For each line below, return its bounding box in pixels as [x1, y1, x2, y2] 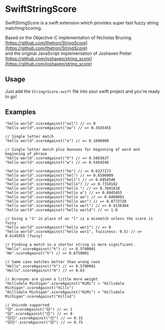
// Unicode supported [5, 302, 50, 307]
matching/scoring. [5, 25, 42, 31]
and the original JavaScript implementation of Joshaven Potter [5, 50, 132, 56]
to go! [5, 93, 17, 99]
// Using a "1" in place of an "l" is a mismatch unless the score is [5, 216, 153, 221]
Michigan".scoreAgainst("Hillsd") [5, 294, 76, 299]
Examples [5, 108, 36, 117]
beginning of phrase [5, 151, 48, 156]
